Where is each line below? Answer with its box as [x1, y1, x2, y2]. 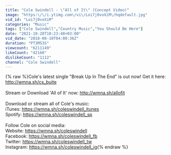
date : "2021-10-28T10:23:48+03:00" [5, 31, 81, 36]
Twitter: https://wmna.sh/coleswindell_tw [5, 139, 92, 145]
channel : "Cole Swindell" [5, 60, 60, 65]
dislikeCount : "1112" [5, 55, 52, 60]
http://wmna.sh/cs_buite [5, 79, 57, 85]
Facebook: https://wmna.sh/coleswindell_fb [5, 133, 98, 139]
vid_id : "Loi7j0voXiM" [5, 17, 54, 22]
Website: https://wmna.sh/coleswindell [5, 128, 88, 134]
